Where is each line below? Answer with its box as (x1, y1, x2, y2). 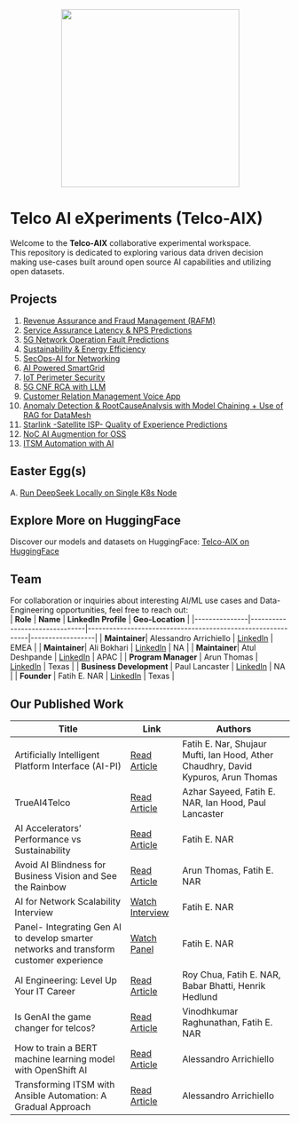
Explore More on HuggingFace (10, 512, 181, 527)
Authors (216, 723, 252, 735)
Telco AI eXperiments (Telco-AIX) (10, 209, 264, 229)
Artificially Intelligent (14, 749, 100, 761)
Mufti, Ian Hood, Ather (182, 749, 274, 761)
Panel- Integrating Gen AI (14, 921, 122, 933)
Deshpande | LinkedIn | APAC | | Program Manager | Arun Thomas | (10, 652, 258, 662)
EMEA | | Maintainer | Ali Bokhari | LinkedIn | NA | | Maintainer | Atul (10, 643, 256, 653)
